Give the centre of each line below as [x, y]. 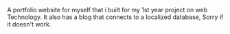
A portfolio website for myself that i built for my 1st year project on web [107, 10]
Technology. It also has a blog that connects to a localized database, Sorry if [115, 17]
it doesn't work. [29, 24]
